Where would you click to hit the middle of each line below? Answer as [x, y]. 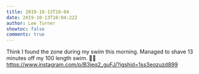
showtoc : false [26, 29]
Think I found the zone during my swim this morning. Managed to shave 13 [100, 52]
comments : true [26, 35]
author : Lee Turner [31, 23]
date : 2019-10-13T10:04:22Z [42, 18]
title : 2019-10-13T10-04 [38, 12]
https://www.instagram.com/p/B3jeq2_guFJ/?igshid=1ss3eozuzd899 [92, 65]
